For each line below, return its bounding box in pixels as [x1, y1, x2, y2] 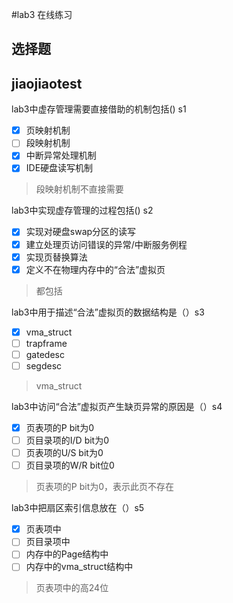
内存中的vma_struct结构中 [25, 561, 134, 573]
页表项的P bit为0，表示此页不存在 [35, 481, 175, 493]
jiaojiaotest [11, 75, 83, 92]
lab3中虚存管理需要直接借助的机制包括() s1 [11, 103, 187, 115]
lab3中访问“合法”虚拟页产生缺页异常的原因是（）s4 [11, 400, 223, 412]
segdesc [25, 359, 63, 372]
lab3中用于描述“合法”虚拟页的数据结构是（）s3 [11, 306, 205, 318]
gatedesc [25, 348, 65, 360]
